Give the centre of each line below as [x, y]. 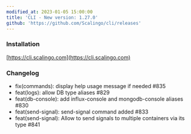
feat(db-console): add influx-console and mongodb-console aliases [99, 99]
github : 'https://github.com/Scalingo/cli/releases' [74, 23]
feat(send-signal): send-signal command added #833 [82, 112]
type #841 [27, 124]
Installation [23, 44]
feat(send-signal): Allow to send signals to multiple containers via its [100, 118]
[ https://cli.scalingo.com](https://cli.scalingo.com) [68, 57]
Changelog [23, 73]
